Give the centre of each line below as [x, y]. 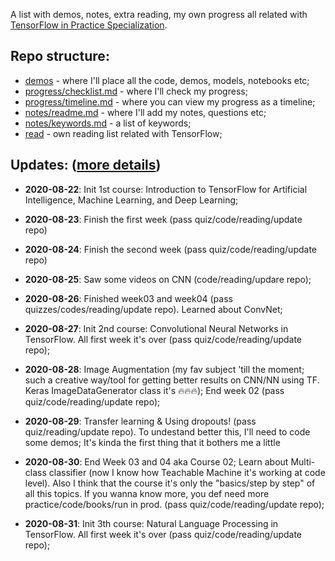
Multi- [303, 461]
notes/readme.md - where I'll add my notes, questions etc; [145, 112]
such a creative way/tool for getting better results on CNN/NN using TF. [172, 380]
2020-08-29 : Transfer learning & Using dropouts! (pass [140, 421]
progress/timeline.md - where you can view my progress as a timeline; [170, 101]
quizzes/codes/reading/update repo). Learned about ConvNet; [153, 309]
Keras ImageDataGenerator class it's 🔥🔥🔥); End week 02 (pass [154, 390]
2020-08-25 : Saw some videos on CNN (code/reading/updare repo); [168, 279]
